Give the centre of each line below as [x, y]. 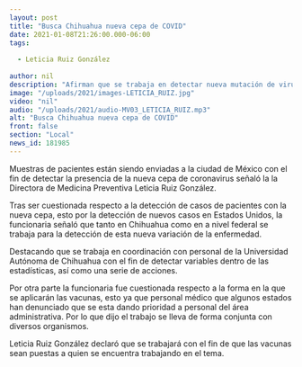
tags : [19, 43]
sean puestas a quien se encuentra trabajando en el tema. [117, 353]
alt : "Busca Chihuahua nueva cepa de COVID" [94, 118]
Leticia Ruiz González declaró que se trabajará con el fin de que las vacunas [151, 344]
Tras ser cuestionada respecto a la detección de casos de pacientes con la [148, 205]
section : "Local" [42, 135]
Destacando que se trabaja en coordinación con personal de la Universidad [149, 251]
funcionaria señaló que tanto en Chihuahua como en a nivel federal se [139, 224]
